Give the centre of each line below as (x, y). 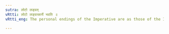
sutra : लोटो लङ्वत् (22, 10)
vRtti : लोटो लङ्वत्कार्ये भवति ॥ (31, 14)
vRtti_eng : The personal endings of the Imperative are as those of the (83, 19)
